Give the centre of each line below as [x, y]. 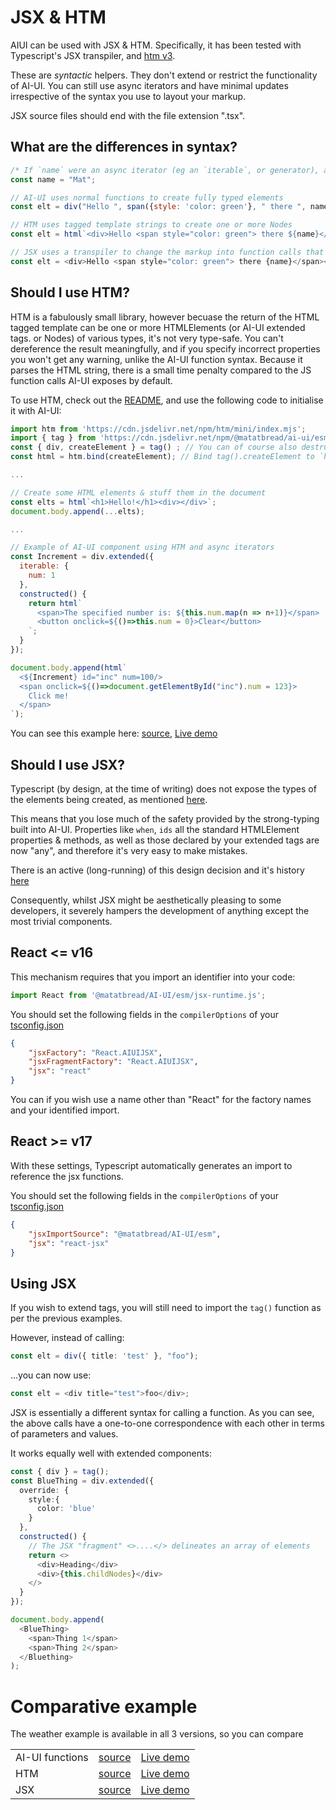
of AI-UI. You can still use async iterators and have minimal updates [149, 85]
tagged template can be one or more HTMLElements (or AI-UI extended [158, 327]
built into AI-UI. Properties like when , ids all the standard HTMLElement [155, 829]
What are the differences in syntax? [124, 147]
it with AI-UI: [36, 410]
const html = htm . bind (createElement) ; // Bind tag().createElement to [162, 457]
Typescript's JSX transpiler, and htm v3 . [93, 55]
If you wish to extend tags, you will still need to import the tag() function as [166, 1308]
